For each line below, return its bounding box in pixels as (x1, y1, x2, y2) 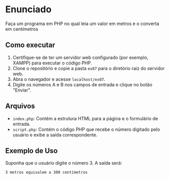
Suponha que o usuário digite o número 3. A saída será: (5, 160, 123, 166)
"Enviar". (12, 87, 32, 93)
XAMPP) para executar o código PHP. (12, 60, 92, 66)
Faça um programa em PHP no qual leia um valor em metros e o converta (5, 20, 159, 27)
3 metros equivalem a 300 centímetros (5, 170, 88, 175)
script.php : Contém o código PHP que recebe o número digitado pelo (12, 126, 160, 132)
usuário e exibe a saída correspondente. (12, 131, 98, 138)
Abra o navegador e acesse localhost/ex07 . (12, 76, 106, 82)
